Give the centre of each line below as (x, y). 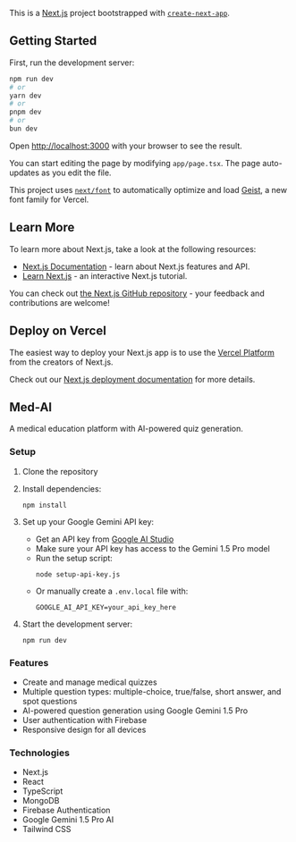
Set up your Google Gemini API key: (88, 521)
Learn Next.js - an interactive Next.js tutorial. (105, 275)
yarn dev (25, 96)
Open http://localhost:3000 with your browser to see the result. (126, 146)
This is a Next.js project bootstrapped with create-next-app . (120, 13)
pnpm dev (25, 112)
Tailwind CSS (47, 829)
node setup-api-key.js (78, 574)
